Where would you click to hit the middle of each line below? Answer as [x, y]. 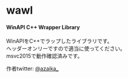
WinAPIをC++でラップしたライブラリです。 [60, 41]
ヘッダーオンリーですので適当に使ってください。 [66, 49]
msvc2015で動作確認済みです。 [45, 56]
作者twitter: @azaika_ [32, 68]
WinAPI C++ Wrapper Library [43, 27]
